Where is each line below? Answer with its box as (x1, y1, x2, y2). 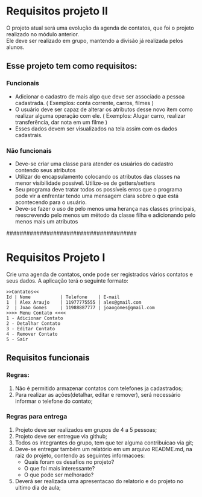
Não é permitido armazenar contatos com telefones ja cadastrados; (14, 385, 183, 392)
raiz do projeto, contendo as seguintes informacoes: (14, 452, 145, 459)
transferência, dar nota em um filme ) (14, 118, 107, 126)
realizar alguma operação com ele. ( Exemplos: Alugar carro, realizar (14, 112, 186, 119)
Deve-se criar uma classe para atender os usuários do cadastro (14, 160, 174, 167)
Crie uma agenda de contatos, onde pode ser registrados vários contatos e (6, 271, 193, 278)
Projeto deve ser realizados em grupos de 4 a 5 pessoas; (14, 426, 157, 433)
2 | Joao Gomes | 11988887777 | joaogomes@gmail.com (6, 304, 155, 310)
